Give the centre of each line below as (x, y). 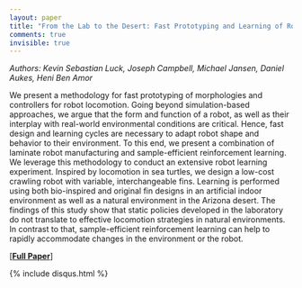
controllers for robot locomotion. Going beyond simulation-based (129, 105)
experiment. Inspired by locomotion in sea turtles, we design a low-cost (142, 172)
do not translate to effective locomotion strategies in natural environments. (147, 220)
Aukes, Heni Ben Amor (51, 78)
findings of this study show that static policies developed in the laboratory (146, 210)
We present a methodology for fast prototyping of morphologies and (136, 95)
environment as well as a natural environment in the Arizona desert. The (142, 201)
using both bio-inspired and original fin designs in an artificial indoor (136, 191)
